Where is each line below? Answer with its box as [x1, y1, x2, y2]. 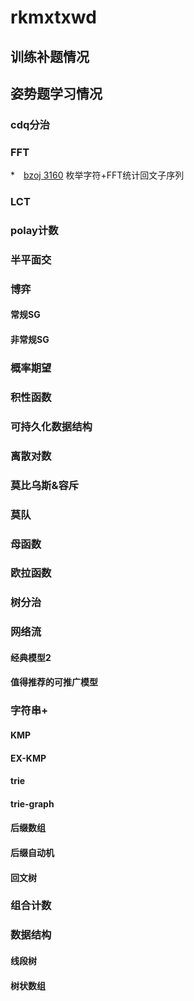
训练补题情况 [10, 48, 90, 65]
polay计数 [10, 224, 59, 238]
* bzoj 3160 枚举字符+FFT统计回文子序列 [10, 169, 185, 181]
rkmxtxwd [10, 6, 97, 29]
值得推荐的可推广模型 [10, 676, 98, 688]
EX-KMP [10, 752, 47, 764]
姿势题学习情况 [10, 85, 103, 102]
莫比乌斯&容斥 [10, 478, 80, 492]
